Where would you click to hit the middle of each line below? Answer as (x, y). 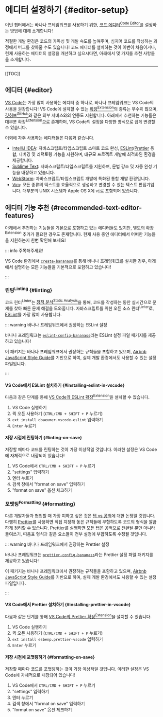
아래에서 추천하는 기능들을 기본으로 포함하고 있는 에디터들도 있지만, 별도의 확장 (80, 228)
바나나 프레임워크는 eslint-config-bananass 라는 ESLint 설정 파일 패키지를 (76, 335)
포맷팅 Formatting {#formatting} (40, 503)
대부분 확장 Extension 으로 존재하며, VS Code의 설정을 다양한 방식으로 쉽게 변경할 (80, 121)
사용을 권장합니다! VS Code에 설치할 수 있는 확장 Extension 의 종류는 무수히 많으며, (81, 108)
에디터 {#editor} (29, 90)
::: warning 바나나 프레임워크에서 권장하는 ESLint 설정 (56, 324)
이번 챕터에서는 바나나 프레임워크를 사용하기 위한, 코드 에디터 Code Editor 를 (74, 24)
